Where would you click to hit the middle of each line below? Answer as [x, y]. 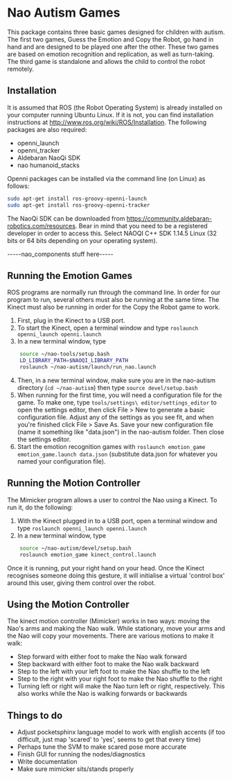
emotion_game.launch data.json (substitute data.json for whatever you [117, 454]
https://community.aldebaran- [169, 218]
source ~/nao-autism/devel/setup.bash [75, 548]
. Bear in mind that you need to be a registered [141, 226]
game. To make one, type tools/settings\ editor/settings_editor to [117, 402]
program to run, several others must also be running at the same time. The [113, 300]
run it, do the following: [40, 507]
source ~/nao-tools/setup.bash [65, 354]
